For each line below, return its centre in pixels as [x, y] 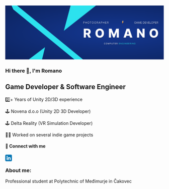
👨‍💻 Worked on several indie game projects [49, 135]
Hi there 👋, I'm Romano [34, 71]
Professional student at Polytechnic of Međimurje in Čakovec [68, 181]
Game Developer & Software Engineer [65, 87]
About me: [18, 170]
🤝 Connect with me [25, 146]
